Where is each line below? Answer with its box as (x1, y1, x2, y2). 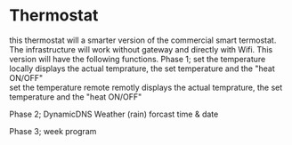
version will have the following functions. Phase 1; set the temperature (9, 53, 266, 64)
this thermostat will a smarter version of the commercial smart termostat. (9, 35, 277, 45)
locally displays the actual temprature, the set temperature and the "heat (9, 63, 275, 74)
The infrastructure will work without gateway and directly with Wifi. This (9, 44, 273, 54)
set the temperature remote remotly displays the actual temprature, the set (9, 82, 283, 93)
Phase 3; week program (9, 125, 97, 136)
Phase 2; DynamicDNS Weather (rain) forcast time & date (9, 109, 219, 119)
